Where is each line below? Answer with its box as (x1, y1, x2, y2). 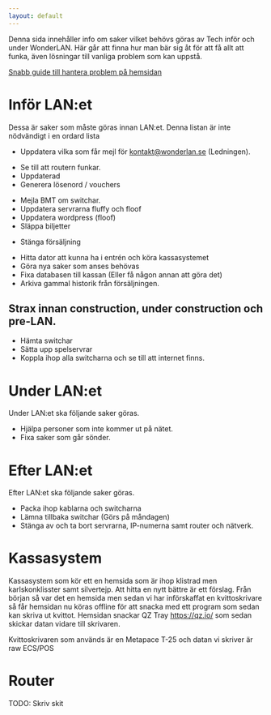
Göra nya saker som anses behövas (19, 261, 140, 271)
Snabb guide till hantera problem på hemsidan (8, 66, 162, 77)
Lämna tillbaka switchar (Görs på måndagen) (19, 512, 170, 522)
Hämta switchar (19, 336, 73, 345)
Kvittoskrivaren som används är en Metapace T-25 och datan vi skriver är (8, 635, 253, 644)
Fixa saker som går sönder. (19, 433, 111, 443)
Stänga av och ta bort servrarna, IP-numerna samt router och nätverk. (19, 520, 254, 531)
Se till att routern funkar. (19, 162, 101, 172)
